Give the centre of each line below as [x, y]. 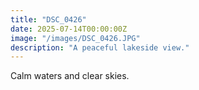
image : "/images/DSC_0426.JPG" [75, 38]
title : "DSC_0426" [48, 19]
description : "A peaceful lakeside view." [100, 47]
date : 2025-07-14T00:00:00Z [69, 29]
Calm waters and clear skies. [70, 76]
